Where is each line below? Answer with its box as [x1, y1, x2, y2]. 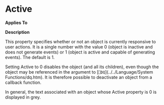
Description [5, 29, 30, 35]
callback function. [5, 79, 42, 85]
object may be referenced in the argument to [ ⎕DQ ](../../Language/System [5, 69, 154, 75]
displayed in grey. [5, 94, 41, 100]
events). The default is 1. [5, 54, 55, 60]
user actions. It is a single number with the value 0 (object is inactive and [5, 44, 153, 50]
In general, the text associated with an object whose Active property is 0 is [5, 89, 157, 95]
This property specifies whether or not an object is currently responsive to [5, 38, 156, 45]
